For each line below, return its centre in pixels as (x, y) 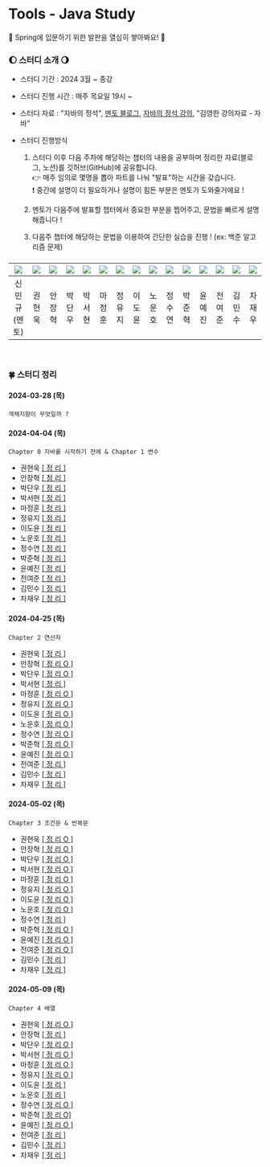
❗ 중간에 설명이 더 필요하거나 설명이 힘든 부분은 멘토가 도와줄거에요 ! (138, 190)
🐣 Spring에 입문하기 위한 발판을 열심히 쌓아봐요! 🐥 (87, 37)
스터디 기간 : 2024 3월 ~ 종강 (66, 79)
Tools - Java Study (72, 14)
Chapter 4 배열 (32, 1009)
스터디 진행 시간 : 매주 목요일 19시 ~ (76, 96)
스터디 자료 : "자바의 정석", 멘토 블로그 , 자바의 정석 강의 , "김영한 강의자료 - (136, 113)
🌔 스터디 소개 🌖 (39, 59)
